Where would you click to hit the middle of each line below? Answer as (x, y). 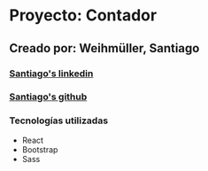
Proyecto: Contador (83, 16)
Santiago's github (48, 97)
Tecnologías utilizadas (59, 120)
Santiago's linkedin (51, 74)
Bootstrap (40, 149)
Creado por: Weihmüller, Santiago (104, 48)
